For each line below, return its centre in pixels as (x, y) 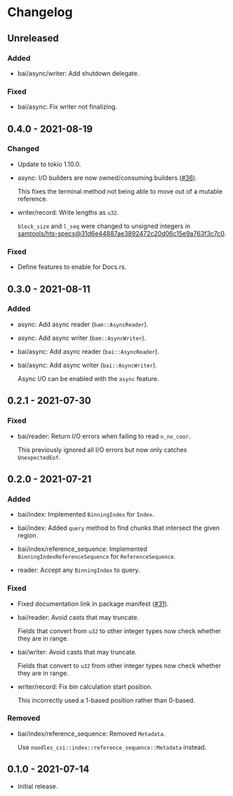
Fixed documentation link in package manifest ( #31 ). (93, 604)
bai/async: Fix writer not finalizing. (67, 107)
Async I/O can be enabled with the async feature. (88, 378)
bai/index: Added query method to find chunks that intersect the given (118, 528)
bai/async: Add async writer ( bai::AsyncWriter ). (87, 365)
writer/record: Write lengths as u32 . (68, 212)
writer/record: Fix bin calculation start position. (85, 686)
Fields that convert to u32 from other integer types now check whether (119, 665)
